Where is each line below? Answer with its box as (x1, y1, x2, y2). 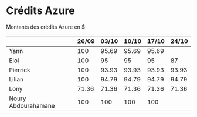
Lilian (9, 75, 24, 83)
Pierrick (9, 66, 30, 74)
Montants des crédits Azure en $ (6, 23, 86, 30)
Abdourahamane (9, 101, 55, 109)
